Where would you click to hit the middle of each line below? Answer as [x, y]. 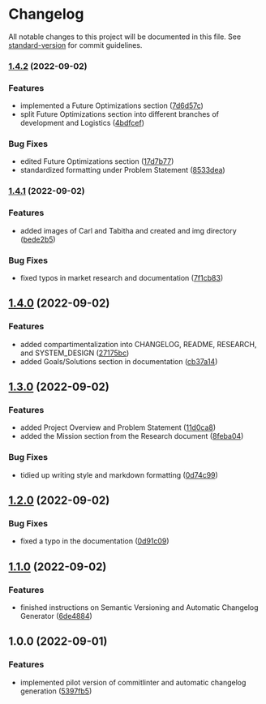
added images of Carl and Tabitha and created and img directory [128, 230]
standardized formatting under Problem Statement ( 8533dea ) [122, 170]
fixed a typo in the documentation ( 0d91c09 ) [94, 541]
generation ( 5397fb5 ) [56, 691]
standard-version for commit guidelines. [75, 45]
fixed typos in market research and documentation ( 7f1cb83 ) [122, 277]
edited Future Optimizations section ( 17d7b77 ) [97, 161]
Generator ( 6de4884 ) [56, 616]
